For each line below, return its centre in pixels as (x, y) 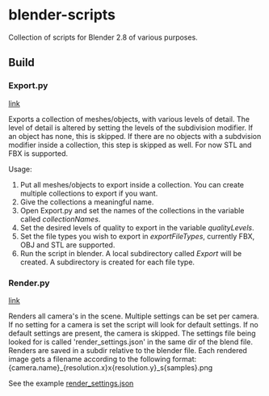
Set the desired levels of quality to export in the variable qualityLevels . (137, 227)
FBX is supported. (38, 153)
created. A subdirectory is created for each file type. (107, 262)
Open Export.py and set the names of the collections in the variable (132, 210)
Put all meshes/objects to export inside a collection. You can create (132, 184)
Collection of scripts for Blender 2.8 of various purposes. (103, 37)
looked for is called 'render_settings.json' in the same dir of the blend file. (130, 342)
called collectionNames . (60, 219)
